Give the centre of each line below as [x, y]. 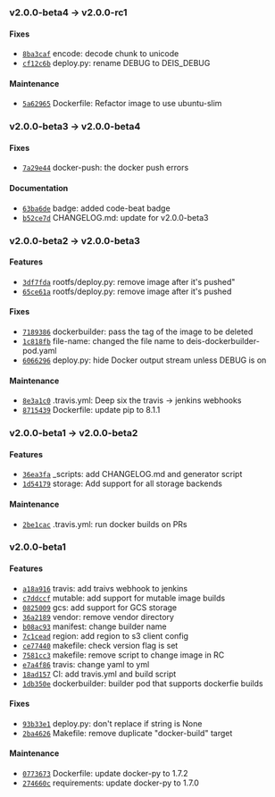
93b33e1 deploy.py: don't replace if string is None [112, 723]
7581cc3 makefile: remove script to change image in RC [123, 655]
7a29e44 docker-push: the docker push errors [105, 168]
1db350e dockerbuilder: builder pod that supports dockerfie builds [142, 683]
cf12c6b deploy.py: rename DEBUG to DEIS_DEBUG [116, 63]
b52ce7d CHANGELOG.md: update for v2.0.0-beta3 [115, 217]
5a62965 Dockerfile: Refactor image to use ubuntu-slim [122, 104]
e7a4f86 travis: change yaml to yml [86, 664]
